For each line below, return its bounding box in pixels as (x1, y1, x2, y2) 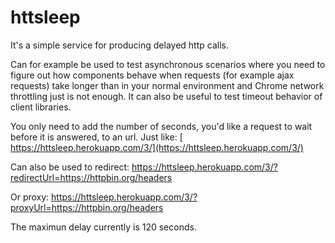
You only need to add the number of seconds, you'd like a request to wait (10, 120, 313, 132)
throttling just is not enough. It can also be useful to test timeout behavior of (10, 90, 323, 102)
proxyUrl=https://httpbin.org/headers (10, 201, 164, 213)
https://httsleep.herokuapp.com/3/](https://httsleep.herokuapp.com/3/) (10, 141, 304, 153)
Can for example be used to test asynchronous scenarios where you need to (10, 58, 326, 70)
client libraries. (10, 101, 72, 113)
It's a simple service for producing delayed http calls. (10, 39, 229, 51)
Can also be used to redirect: (10, 161, 130, 173)
